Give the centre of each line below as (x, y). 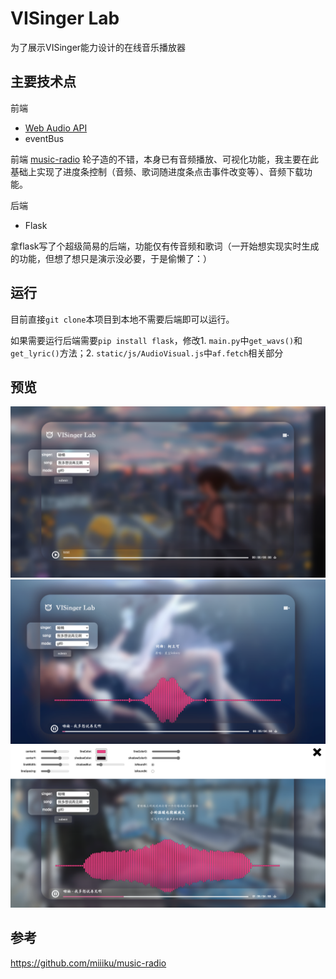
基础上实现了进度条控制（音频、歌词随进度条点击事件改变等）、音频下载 (157, 171)
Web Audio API (56, 128)
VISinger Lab (65, 18)
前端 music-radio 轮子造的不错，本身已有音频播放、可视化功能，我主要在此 (165, 159)
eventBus (44, 138)
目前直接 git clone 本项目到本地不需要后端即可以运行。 (122, 319)
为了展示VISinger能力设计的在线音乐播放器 (98, 47)
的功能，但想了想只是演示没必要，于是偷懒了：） (111, 258)
